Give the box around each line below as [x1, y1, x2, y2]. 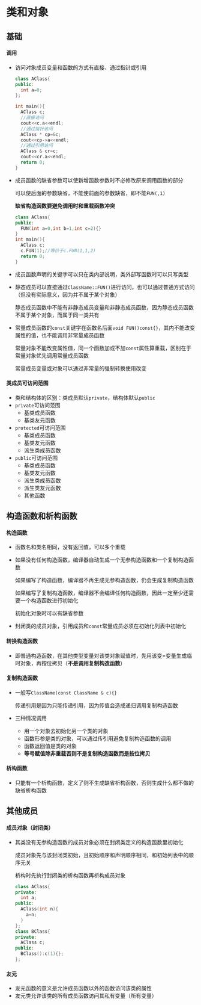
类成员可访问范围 [6, 380, 49, 387]
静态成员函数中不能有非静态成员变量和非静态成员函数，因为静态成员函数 [14, 303, 194, 311]
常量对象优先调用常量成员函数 [14, 351, 89, 359]
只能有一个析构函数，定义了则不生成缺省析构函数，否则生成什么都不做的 [14, 779, 194, 787]
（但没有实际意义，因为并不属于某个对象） [14, 291, 121, 298]
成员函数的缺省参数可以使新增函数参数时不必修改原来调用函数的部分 [14, 176, 184, 184]
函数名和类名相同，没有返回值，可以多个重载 [14, 543, 126, 551]
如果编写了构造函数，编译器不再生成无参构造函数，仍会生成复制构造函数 [14, 577, 194, 584]
